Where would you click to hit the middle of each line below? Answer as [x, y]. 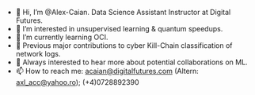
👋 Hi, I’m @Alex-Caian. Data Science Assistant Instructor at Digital [123, 12]
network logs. [38, 54]
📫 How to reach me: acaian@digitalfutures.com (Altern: [107, 71]
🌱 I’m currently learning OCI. [62, 37]
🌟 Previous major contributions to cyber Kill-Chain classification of [124, 46]
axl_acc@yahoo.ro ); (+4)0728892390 [78, 82]
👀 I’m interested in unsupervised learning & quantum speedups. [119, 29]
